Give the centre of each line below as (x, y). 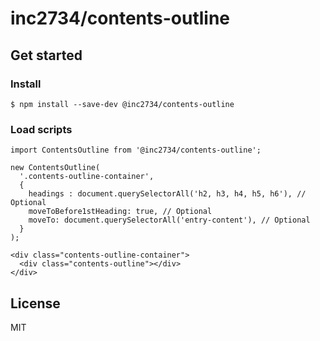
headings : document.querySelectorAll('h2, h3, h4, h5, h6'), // (167, 194)
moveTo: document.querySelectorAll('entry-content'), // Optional (169, 220)
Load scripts (41, 129)
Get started (46, 55)
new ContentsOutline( (55, 168)
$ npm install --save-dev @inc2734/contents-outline (122, 104)
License (35, 303)
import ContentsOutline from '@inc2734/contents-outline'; (136, 150)
